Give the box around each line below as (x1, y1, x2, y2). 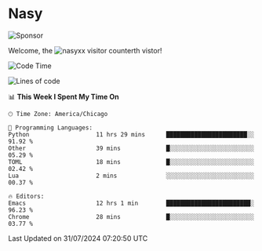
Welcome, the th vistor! (8, 45, 162, 55)
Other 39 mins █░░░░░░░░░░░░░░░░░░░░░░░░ (8, 144, 255, 152)
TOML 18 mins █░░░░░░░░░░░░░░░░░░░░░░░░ (8, 158, 255, 166)
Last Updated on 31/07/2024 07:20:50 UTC (8, 233, 148, 243)
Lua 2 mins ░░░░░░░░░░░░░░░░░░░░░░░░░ (8, 172, 255, 180)
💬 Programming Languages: (8, 123, 93, 132)
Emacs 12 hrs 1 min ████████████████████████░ (8, 199, 255, 207)
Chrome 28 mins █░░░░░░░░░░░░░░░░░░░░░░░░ (8, 213, 255, 220)
